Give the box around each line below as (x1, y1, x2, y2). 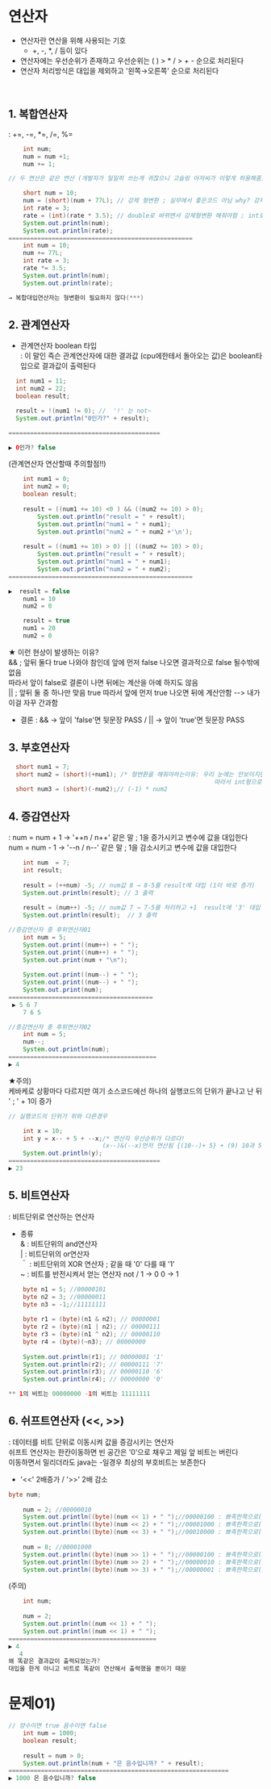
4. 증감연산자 (8, 809, 70, 823)
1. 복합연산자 (8, 107, 68, 121)
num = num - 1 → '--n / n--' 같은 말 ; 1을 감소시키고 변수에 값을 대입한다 (8, 842, 237, 852)
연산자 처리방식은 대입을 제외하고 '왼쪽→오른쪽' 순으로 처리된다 (19, 65, 219, 75)
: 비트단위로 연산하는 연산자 (8, 1211, 95, 1221)
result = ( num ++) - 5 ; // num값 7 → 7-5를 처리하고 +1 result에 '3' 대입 (23, 904, 261, 912)
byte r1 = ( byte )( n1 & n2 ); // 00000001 (23, 1315, 161, 1323)
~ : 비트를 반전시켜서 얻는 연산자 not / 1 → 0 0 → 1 (19, 1269, 179, 1279)
